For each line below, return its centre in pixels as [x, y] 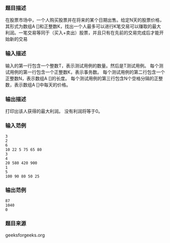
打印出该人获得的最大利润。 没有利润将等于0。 [54, 111]
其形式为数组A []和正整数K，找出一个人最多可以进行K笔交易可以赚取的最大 [83, 26]
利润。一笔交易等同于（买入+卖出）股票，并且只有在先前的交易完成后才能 [82, 33]
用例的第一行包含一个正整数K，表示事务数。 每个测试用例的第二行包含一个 [87, 72]
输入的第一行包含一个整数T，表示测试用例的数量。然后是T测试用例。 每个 [82, 66]
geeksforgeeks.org [25, 235]
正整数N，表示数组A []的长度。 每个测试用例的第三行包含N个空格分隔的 [80, 78]
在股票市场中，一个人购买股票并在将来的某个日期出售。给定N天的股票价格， [85, 20]
